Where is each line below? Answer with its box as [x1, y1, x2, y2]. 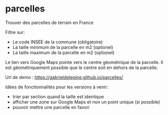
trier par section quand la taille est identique [12, 93, 104, 99]
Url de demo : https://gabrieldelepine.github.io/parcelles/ [5, 74, 123, 80]
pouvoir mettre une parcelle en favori [12, 104, 90, 110]
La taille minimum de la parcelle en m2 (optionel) [12, 44, 114, 50]
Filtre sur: [5, 29, 25, 35]
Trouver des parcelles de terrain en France [5, 19, 94, 25]
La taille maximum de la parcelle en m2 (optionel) [12, 49, 115, 55]
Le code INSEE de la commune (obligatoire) [12, 38, 103, 45]
